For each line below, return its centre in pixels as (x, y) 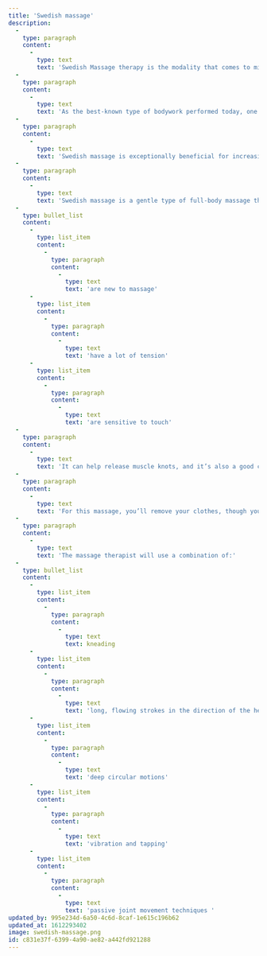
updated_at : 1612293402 (48, 925)
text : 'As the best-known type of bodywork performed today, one (147, 112)
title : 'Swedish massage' (51, 16)
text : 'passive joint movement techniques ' (140, 910)
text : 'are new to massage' (111, 290)
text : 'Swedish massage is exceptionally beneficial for (133, 156)
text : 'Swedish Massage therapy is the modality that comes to (143, 68)
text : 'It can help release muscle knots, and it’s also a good (145, 467)
